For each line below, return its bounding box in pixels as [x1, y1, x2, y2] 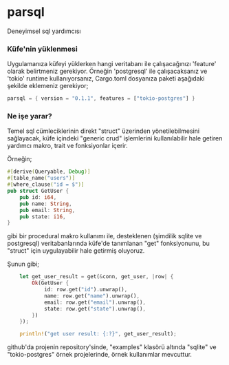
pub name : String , [19, 200, 72, 207]
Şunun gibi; [7, 260, 40, 269]
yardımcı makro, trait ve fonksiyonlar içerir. [7, 142, 129, 150]
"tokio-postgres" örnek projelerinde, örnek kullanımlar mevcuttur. [7, 351, 193, 359]
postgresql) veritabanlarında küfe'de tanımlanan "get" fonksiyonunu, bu [7, 239, 210, 248]
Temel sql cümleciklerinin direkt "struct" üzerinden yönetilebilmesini [7, 127, 200, 135]
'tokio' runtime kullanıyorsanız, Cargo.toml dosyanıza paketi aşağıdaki [7, 74, 205, 83]
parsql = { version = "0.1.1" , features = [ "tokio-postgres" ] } [7, 95, 195, 102]
